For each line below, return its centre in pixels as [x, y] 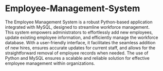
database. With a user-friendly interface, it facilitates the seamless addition [80, 42]
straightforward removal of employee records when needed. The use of [77, 53]
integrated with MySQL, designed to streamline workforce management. [77, 27]
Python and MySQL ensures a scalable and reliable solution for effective [77, 58]
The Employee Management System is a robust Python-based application [79, 22]
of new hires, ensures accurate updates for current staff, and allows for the [80, 48]
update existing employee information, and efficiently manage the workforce [81, 37]
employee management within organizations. [50, 63]
